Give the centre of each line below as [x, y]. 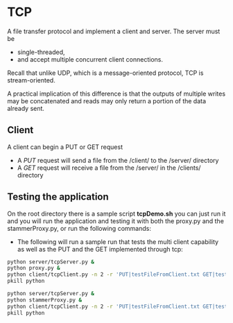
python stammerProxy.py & [44, 300]
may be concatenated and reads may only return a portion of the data [107, 101]
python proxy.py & [34, 268]
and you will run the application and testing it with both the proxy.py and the [115, 221]
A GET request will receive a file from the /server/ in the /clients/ [109, 168]
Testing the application [58, 197]
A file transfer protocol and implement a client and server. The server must [114, 31]
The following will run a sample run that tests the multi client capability [118, 242]
